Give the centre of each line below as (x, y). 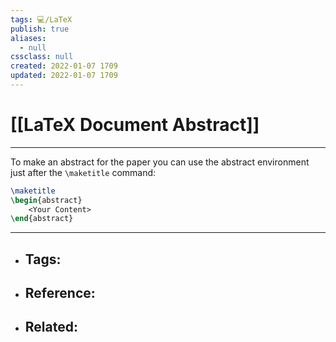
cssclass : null (42, 57)
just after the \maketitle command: (83, 172)
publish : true (40, 29)
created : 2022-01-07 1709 (64, 66)
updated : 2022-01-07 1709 (64, 76)
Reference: (60, 293)
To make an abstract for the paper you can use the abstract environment (160, 162)
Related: (51, 327)
